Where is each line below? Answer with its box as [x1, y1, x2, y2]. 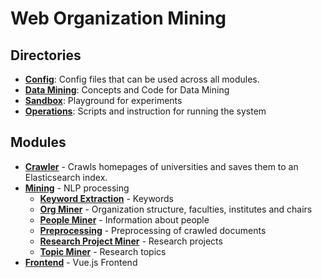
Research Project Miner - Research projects [39, 235, 223, 247]
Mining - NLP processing [24, 182, 130, 194]
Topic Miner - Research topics [39, 245, 167, 257]
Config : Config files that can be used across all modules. [24, 73, 260, 85]
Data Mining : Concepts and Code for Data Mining [24, 84, 230, 96]
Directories [10, 47, 82, 64]
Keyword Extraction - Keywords [39, 192, 174, 204]
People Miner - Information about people [39, 213, 210, 226]
